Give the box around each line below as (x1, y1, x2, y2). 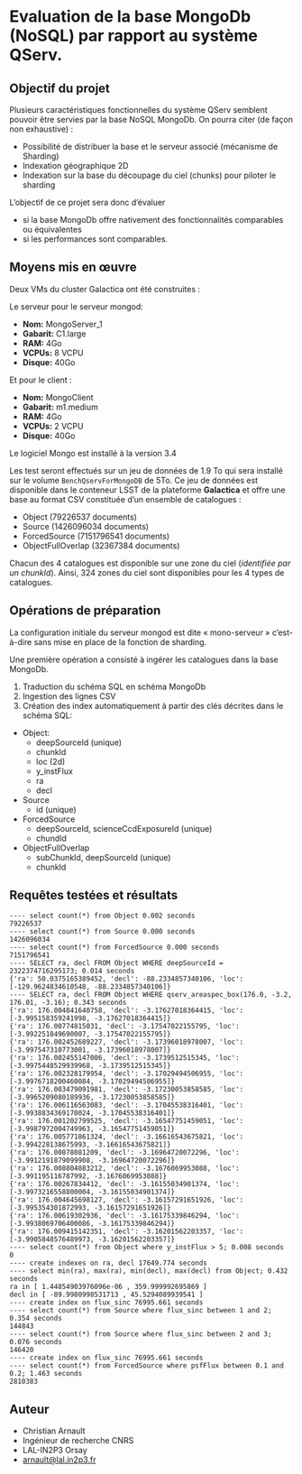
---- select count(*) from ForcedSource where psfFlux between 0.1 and (9, 1361, 284, 1370)
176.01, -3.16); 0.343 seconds (9, 999, 127, 1008)
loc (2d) (35, 756, 66, 767)
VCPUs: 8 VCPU (22, 347, 84, 358)
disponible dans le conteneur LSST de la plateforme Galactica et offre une (9, 484, 286, 495)
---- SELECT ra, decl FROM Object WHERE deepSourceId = (9, 959, 224, 968)
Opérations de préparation (9, 603, 161, 619)
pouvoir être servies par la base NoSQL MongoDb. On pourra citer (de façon (9, 115, 293, 124)
